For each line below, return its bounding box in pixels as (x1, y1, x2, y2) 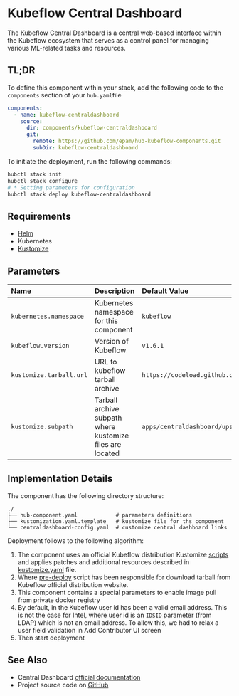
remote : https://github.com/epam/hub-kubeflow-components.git (33, 137, 221, 145)
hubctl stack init (7, 171, 62, 178)
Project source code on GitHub (17, 680, 109, 689)
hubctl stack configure (7, 177, 78, 184)
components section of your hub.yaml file (7, 90, 122, 99)
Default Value (142, 286, 189, 296)
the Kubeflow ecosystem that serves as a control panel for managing (7, 36, 210, 44)
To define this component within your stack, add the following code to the (7, 83, 224, 92)
